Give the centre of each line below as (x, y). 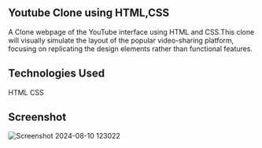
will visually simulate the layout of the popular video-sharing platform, (121, 40)
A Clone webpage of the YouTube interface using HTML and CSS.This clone (131, 31)
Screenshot (37, 117)
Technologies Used (56, 74)
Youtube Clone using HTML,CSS (89, 13)
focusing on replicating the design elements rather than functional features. (131, 48)
